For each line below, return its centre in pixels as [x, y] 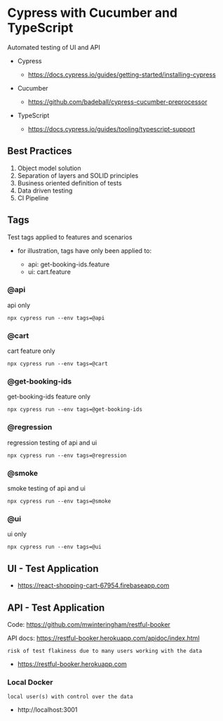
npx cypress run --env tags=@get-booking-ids [75, 410]
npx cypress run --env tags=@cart [58, 364]
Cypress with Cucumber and [92, 13]
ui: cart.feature [49, 271]
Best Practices [40, 151]
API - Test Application [56, 608]
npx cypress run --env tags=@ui [54, 547]
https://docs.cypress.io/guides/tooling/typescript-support [111, 129]
